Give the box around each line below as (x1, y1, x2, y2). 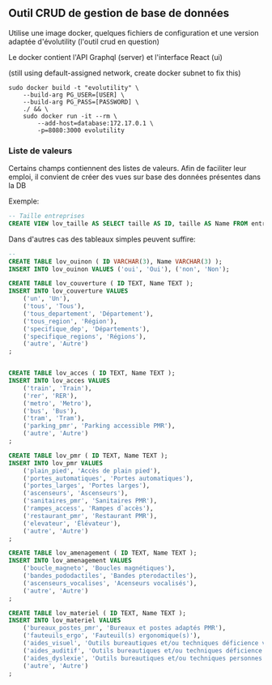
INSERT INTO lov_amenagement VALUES (8, 557, 132, 565)
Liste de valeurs (8, 145, 73, 156)
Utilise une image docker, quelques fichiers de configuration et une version (8, 28, 259, 37)
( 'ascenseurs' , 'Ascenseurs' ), (23, 490, 129, 498)
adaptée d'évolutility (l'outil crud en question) (8, 36, 160, 46)
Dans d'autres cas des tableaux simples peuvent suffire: (8, 234, 196, 244)
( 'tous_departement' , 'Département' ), (23, 310, 154, 318)
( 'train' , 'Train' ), (23, 384, 92, 392)
